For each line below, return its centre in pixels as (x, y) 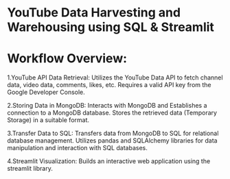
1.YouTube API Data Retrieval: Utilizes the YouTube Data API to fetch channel (115, 77)
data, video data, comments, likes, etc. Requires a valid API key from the (109, 85)
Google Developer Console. (46, 92)
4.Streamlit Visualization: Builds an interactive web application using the (109, 161)
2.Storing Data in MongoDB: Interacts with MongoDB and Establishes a (107, 106)
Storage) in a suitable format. (48, 120)
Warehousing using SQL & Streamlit (111, 27)
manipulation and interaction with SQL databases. (77, 148)
